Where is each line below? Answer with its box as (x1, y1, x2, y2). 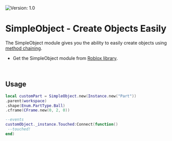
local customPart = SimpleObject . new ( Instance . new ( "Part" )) (5, 93, 137, 98)
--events (5, 117, 24, 123)
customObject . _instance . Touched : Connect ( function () (5, 122, 118, 127)
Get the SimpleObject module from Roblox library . (12, 55, 118, 61)
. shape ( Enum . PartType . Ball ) (5, 103, 66, 108)
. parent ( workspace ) (5, 98, 47, 104)
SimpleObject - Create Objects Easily (5, 23, 167, 34)
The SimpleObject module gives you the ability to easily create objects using (5, 39, 167, 46)
